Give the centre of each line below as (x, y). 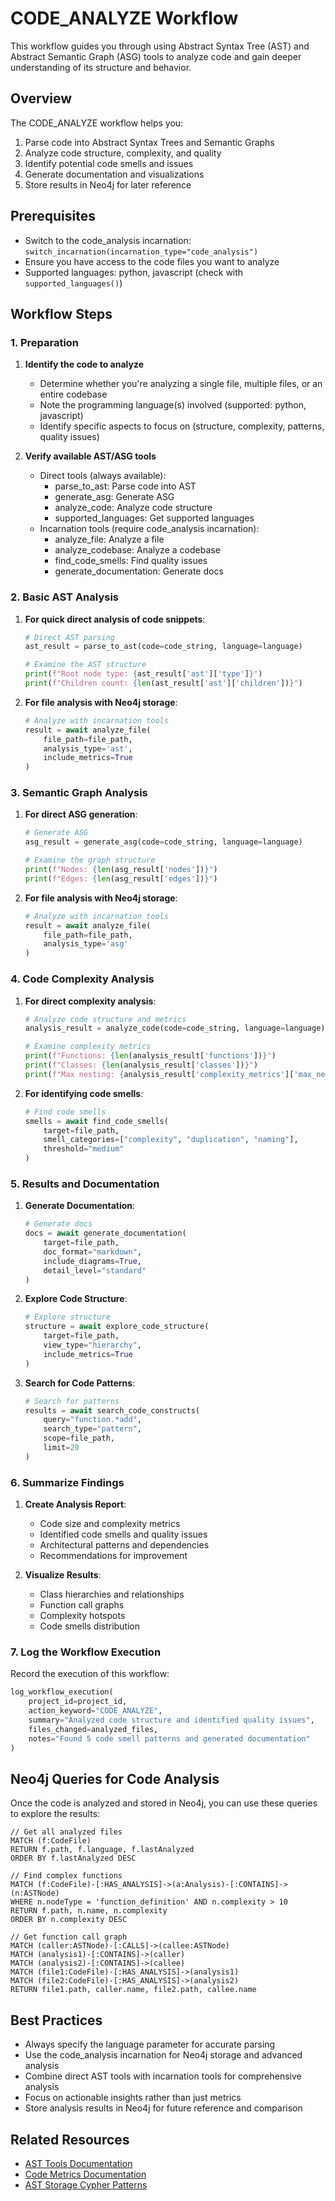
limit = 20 (61, 1448)
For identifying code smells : (84, 1093)
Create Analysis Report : (75, 1504)
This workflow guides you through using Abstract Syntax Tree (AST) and (160, 46)
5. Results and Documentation (85, 1184)
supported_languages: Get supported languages (154, 518)
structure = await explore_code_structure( (117, 1327)
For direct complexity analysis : (90, 1001)
